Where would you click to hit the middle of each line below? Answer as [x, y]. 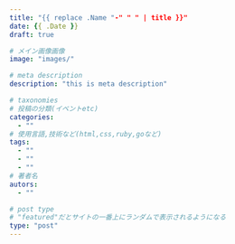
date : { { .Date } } [44, 26]
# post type [32, 209]
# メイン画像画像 [37, 51]
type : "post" [34, 226]
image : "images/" [42, 60]
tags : [19, 142]
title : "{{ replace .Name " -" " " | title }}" [99, 18]
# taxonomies [34, 100]
